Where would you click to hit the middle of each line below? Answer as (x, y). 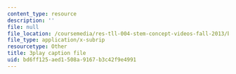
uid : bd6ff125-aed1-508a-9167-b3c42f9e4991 (72, 60)
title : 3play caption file (47, 54)
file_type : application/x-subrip (56, 40)
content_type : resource (42, 14)
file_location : (29, 33)
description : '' (31, 20)
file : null (23, 27)
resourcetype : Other (38, 47)
